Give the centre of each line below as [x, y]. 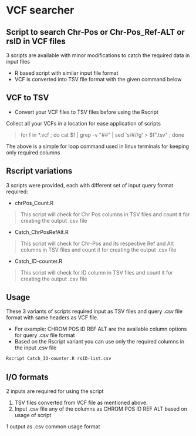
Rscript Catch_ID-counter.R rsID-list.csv [59, 359]
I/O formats [27, 377]
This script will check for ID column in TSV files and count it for [97, 272]
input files [18, 62]
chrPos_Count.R [34, 203]
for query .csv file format [45, 335]
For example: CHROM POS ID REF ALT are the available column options [101, 329]
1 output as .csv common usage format [53, 427]
